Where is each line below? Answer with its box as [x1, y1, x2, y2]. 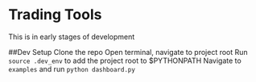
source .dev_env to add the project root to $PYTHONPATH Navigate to [8, 56, 242, 65]
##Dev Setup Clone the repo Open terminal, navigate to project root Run [8, 47, 248, 57]
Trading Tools [8, 6, 102, 24]
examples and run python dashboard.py [8, 64, 135, 73]
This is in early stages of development [8, 32, 135, 41]
